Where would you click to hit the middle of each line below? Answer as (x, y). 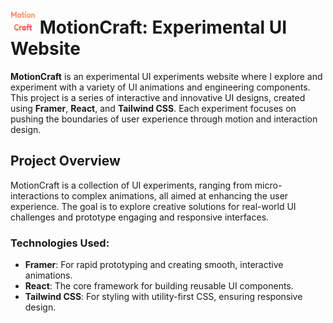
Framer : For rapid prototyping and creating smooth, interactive (154, 265)
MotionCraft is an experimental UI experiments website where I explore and (166, 76)
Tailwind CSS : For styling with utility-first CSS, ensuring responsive (163, 297)
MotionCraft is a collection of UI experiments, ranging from (131, 185)
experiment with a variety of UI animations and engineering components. (160, 87)
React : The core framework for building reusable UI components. (159, 286)
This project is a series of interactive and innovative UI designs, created (158, 97)
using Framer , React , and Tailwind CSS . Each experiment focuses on (153, 108)
